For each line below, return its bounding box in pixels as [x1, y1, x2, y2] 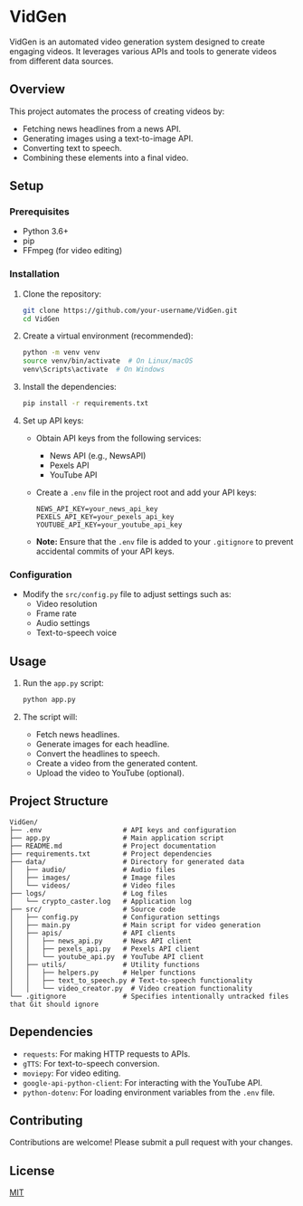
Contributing [9, 1113, 83, 1128]
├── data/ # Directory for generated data [9, 857, 245, 866]
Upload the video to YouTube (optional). [35, 767, 185, 778]
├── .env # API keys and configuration [9, 825, 237, 834]
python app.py [22, 695, 76, 705]
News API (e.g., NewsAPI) [49, 450, 147, 461]
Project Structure [9, 793, 109, 809]
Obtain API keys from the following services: [35, 432, 202, 443]
